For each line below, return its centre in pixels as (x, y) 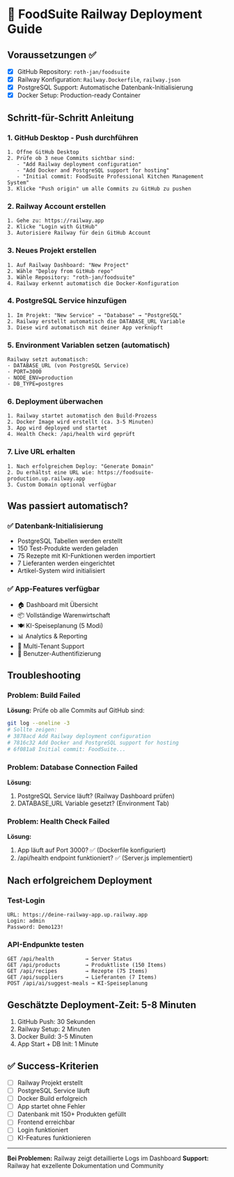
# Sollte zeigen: (32, 730)
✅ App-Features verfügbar (53, 589)
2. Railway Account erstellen (57, 206)
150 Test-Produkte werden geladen (68, 548)
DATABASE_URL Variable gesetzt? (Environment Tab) (93, 803)
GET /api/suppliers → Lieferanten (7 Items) (82, 977)
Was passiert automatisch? (68, 506)
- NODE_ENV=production (40, 378)
